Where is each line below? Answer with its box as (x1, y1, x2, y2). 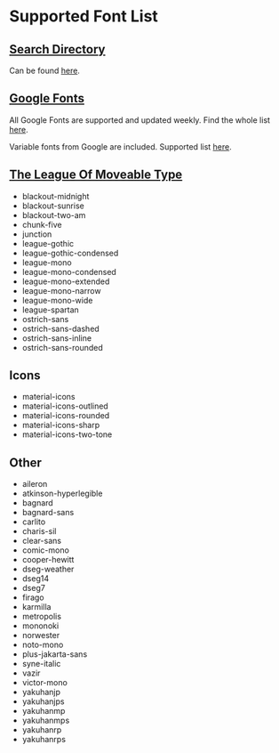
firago (21, 592, 44, 603)
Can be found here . (9, 65, 80, 76)
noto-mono (21, 639, 64, 651)
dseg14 (21, 573, 50, 584)
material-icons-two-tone (21, 429, 113, 440)
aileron (21, 479, 48, 490)
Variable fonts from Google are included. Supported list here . (9, 141, 233, 152)
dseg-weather (21, 563, 75, 575)
